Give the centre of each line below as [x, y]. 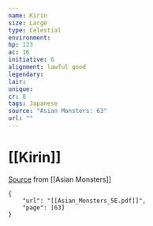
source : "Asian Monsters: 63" [58, 111]
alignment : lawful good [47, 67]
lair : [17, 81]
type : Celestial [35, 30]
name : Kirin [28, 15]
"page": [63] [44, 207]
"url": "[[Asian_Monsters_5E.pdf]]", [84, 201]
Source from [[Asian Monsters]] [60, 179]
